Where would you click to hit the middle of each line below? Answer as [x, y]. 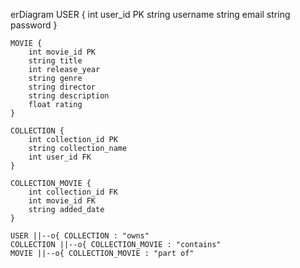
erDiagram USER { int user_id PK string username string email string [150, 14]
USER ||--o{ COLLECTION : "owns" [80, 236]
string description [69, 96]
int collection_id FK [73, 192]
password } [34, 25]
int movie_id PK [62, 52]
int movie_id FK [62, 201]
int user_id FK [60, 157]
